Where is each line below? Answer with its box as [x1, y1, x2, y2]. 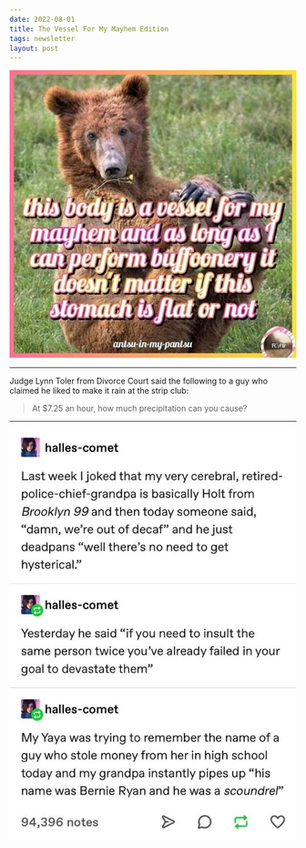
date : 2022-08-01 [9, 15, 76, 24]
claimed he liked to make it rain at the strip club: [9, 385, 189, 396]
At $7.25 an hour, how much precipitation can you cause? [31, 403, 248, 414]
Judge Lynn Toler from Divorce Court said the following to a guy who [9, 375, 269, 387]
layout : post [9, 44, 59, 53]
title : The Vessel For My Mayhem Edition [9, 24, 169, 34]
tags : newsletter [9, 34, 76, 43]
